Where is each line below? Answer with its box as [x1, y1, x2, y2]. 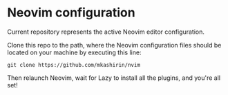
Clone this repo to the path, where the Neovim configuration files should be [7, 41, 222, 49]
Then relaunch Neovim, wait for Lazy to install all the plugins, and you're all [7, 74, 221, 82]
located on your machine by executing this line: [7, 48, 142, 56]
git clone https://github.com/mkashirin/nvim [7, 61, 140, 68]
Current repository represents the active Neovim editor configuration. [7, 28, 205, 36]
